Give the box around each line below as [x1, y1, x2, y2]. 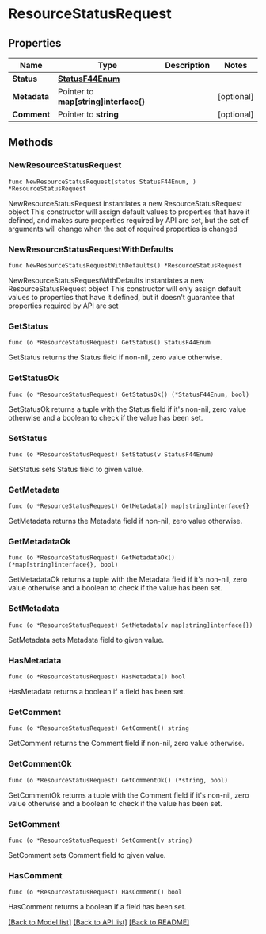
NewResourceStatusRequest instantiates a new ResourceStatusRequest [8, 198, 243, 208]
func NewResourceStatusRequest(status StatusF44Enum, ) [8, 178, 196, 186]
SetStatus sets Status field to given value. [8, 464, 144, 474]
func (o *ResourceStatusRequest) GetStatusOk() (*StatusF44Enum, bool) [8, 390, 249, 398]
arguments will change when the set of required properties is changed [8, 224, 237, 233]
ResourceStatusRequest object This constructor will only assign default [8, 283, 241, 294]
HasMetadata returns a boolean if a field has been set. [8, 687, 186, 697]
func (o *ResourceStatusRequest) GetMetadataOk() [8, 554, 176, 562]
